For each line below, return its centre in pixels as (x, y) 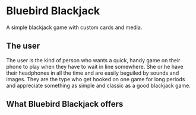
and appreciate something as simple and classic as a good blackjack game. (99, 85)
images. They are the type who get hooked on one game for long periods (96, 79)
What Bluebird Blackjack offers (65, 104)
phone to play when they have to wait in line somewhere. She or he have (95, 66)
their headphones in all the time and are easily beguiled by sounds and (93, 73)
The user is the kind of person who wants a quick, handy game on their (93, 60)
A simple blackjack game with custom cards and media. (74, 27)
